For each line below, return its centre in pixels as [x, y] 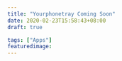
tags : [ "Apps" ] [30, 40]
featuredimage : [30, 47]
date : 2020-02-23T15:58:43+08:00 [57, 21]
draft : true [25, 27]
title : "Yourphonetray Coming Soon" [61, 14]
